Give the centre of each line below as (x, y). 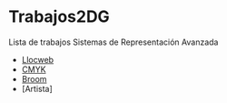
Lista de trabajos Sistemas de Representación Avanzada (113, 42)
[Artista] (37, 88)
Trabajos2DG (59, 17)
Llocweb (38, 59)
